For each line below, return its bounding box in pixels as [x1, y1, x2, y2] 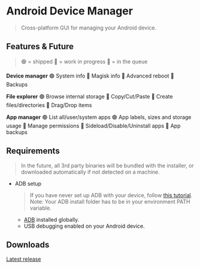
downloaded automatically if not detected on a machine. [20, 168, 160, 175]
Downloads [6, 239, 50, 250]
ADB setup [14, 180, 42, 187]
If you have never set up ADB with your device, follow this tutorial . [29, 191, 193, 199]
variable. [29, 204, 52, 212]
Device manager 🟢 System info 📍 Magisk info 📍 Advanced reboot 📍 [6, 72, 175, 79]
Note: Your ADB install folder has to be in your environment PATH [29, 198, 190, 205]
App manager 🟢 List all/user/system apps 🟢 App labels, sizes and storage [6, 113, 192, 121]
